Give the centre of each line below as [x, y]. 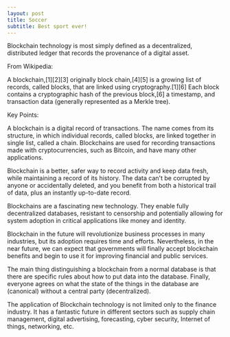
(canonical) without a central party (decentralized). [79, 291]
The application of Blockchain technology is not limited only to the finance [112, 305]
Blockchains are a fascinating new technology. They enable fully [98, 206]
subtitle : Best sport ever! [47, 26]
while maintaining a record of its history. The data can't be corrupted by [109, 178]
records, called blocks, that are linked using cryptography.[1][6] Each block [113, 87]
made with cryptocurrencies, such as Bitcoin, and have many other [102, 150]
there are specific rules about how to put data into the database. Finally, [109, 276]
